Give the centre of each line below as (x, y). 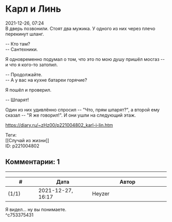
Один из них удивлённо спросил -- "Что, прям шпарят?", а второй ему (82, 109)
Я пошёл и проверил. (28, 90)
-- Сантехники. (22, 49)
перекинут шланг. (25, 34)
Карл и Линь (33, 9)
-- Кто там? (18, 43)
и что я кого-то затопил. (31, 64)
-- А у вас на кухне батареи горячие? (46, 80)
